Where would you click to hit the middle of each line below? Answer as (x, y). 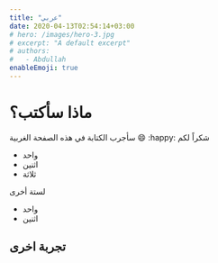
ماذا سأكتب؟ (51, 113)
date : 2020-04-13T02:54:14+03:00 (72, 26)
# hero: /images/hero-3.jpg (62, 34)
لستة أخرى (27, 191)
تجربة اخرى (37, 247)
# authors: (30, 51)
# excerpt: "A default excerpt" (70, 43)
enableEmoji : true (44, 68)
